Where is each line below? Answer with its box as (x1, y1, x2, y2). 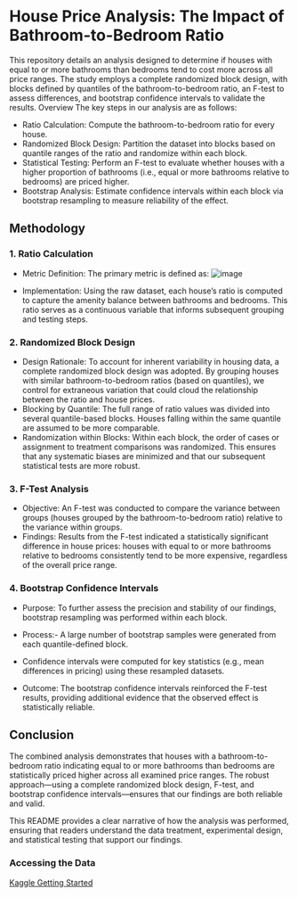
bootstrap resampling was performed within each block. (21, 612, 229, 622)
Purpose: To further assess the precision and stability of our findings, (21, 602, 277, 613)
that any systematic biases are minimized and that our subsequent (21, 450, 266, 461)
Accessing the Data (9, 857, 96, 869)
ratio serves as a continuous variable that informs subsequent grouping (21, 304, 285, 315)
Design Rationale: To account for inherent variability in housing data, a (21, 356, 280, 366)
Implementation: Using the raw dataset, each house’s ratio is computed (21, 285, 283, 296)
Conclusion (9, 727, 75, 742)
